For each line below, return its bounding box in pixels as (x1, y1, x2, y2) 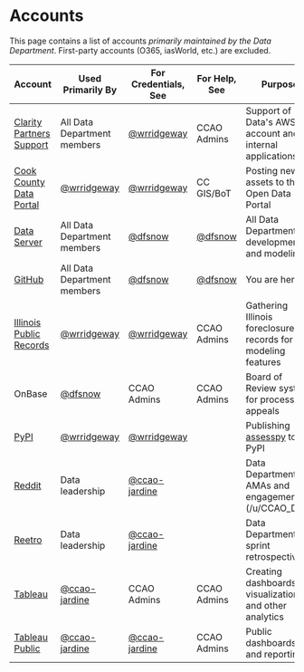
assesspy (245, 430, 287, 443)
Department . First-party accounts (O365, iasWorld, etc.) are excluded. (9, 44, 271, 55)
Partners (14, 127, 51, 139)
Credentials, (130, 78, 185, 91)
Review (245, 381, 277, 394)
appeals (245, 404, 280, 417)
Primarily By (62, 83, 118, 96)
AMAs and (245, 479, 290, 492)
